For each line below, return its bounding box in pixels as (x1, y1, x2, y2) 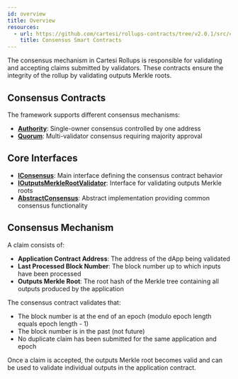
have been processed (17, 269, 81, 278)
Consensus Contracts (7, 91, 106, 103)
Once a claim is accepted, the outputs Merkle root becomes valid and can (7, 356, 223, 364)
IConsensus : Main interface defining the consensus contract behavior (17, 171, 223, 179)
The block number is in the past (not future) (17, 327, 145, 335)
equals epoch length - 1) (17, 319, 89, 328)
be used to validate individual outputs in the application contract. (7, 363, 196, 372)
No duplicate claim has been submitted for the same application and (17, 334, 217, 343)
